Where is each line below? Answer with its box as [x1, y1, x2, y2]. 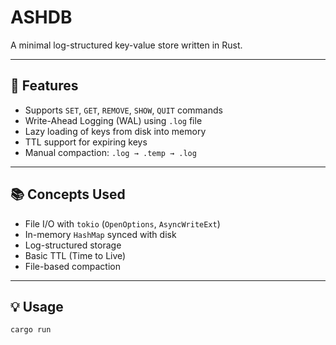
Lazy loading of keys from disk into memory [24, 125, 207, 137]
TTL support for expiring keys [24, 136, 148, 148]
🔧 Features [10, 77, 79, 95]
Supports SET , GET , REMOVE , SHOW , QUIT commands [24, 104, 223, 116]
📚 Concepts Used [10, 186, 126, 203]
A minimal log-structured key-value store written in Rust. [10, 39, 243, 51]
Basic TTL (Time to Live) [24, 249, 127, 261]
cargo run [10, 325, 52, 335]
